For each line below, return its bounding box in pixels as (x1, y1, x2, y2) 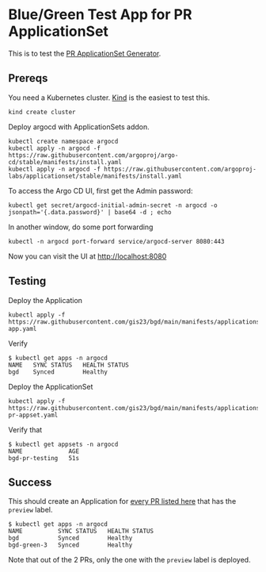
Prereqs (8, 71, 48, 85)
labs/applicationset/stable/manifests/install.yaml (8, 172, 182, 180)
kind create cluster (8, 108, 77, 116)
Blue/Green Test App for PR (8, 6, 192, 24)
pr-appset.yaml (8, 411, 59, 419)
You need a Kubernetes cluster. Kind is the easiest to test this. (8, 93, 211, 102)
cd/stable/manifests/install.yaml (8, 158, 123, 166)
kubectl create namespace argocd (8, 137, 119, 145)
